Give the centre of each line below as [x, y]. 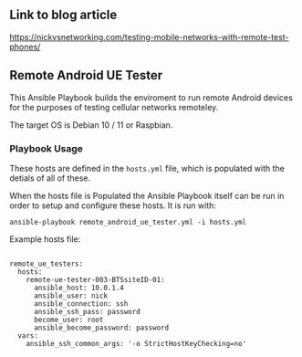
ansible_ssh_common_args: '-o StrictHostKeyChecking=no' [136, 343]
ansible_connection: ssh [81, 304]
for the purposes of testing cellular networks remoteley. [114, 107]
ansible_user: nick [70, 296]
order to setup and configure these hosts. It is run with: [113, 205]
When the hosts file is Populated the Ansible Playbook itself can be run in [147, 195]
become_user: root [68, 320]
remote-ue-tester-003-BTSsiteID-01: [96, 279]
